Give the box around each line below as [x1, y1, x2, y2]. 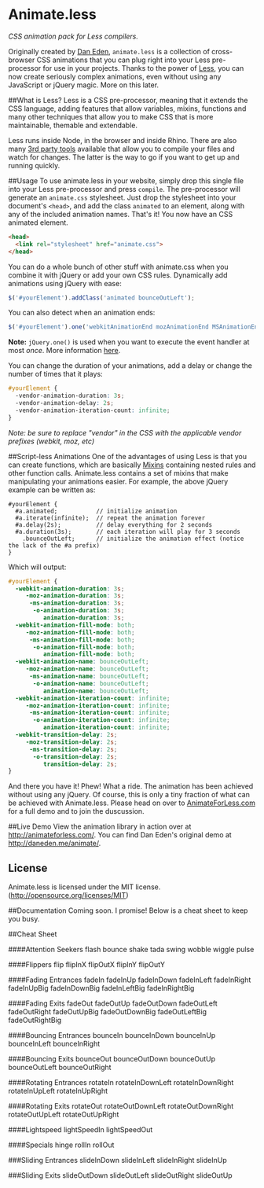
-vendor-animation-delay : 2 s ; [15, 399, 114, 407]
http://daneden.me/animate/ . [8, 839, 101, 848]
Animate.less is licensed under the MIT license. [8, 882, 161, 892]
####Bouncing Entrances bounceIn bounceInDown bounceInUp [8, 1031, 216, 1040]
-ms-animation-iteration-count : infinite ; [28, 709, 170, 717]
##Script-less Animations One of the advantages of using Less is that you [8, 451, 247, 461]
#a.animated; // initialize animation [15, 507, 178, 515]
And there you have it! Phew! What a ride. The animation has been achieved [8, 782, 254, 791]
